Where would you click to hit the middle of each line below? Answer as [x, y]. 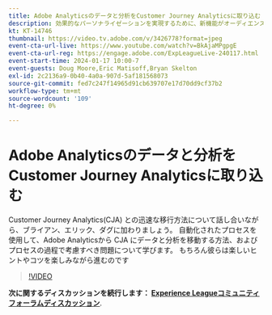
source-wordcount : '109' [50, 99]
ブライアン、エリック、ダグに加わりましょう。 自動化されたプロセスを [140, 230]
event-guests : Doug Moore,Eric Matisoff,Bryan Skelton [103, 69]
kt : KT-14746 [30, 31]
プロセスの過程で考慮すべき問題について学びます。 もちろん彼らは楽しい [130, 250]
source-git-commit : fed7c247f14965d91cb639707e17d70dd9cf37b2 [115, 83]
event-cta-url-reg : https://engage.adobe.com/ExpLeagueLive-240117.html [134, 53]
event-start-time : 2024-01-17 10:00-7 [74, 61]
